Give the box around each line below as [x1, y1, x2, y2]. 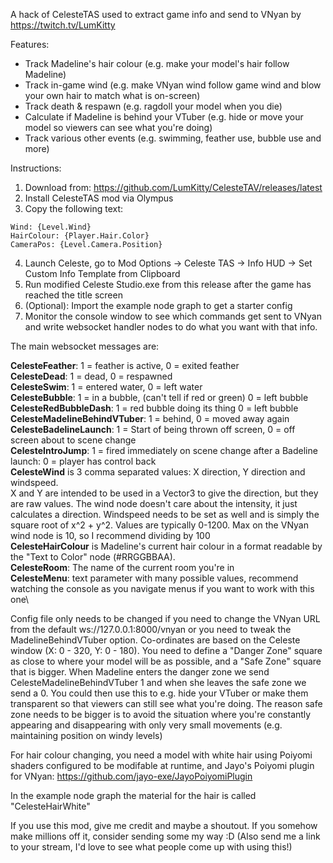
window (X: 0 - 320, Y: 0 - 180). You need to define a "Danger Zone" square [10, 645, 323, 656]
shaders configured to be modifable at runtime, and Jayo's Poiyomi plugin [10, 760, 315, 771]
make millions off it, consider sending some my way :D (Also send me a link [10, 830, 321, 842]
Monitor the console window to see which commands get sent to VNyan [24, 310, 322, 322]
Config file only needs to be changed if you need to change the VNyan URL [10, 613, 321, 624]
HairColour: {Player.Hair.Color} [10, 231, 150, 241]
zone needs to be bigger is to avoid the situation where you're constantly [10, 709, 312, 720]
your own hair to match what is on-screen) [24, 90, 201, 101]
